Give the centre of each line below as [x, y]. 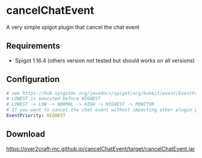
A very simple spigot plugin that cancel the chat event [73, 27]
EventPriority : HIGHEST [36, 116]
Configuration [33, 80]
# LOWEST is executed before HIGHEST [54, 99]
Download [26, 134]
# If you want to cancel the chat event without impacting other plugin [99, 110]
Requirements [33, 46]
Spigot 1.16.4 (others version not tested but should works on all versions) [105, 60]
